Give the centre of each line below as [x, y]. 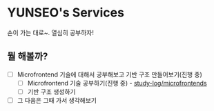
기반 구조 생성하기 [51, 92]
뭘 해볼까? [28, 57]
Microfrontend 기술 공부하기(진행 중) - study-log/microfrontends [117, 83]
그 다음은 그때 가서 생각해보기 [57, 100]
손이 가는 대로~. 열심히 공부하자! [51, 32]
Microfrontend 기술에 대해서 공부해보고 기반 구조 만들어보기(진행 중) [109, 74]
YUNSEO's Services [66, 13]
